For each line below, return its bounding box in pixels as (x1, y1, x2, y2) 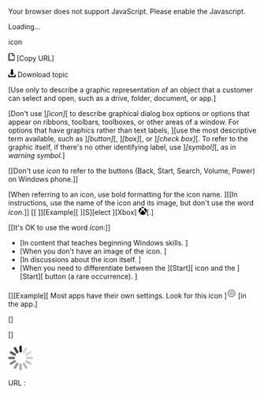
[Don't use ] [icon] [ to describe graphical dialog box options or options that (8, 109, 250, 118)
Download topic (17, 70, 69, 79)
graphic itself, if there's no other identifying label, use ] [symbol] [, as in (8, 142, 236, 152)
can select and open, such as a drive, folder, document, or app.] (8, 94, 217, 103)
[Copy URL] (16, 54, 55, 62)
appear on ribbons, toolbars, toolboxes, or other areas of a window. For (8, 118, 240, 126)
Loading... (8, 22, 41, 31)
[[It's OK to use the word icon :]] (8, 223, 111, 232)
